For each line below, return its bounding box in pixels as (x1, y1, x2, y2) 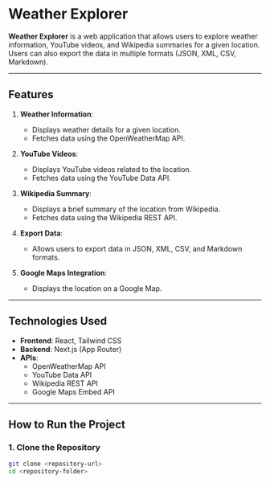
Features (8, 88, 54, 101)
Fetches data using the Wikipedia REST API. (31, 212, 178, 222)
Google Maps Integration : (19, 268, 107, 277)
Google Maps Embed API (31, 387, 115, 396)
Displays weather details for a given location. (31, 125, 181, 134)
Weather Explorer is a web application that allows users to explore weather (8, 31, 259, 41)
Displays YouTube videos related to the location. (31, 164, 192, 174)
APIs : (19, 353, 39, 362)
